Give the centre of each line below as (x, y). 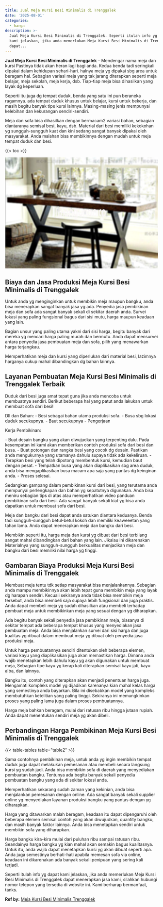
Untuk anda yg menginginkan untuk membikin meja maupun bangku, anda (79, 301)
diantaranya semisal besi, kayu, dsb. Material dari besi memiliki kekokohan (79, 126)
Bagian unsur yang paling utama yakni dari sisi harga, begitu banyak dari (78, 331)
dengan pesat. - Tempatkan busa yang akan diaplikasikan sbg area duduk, (80, 465)
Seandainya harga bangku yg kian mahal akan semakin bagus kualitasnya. (79, 844)
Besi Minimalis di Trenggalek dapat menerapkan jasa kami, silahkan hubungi (81, 879)
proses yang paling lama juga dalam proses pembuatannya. (65, 701)
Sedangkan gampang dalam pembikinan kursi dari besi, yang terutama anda (81, 485)
